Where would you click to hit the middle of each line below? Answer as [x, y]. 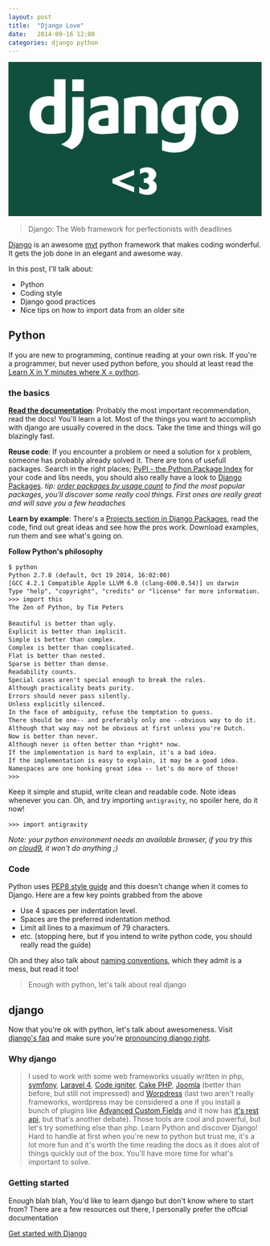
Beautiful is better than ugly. [62, 624]
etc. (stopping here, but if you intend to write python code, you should [136, 937]
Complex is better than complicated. [72, 648]
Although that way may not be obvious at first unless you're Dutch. [127, 729]
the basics [29, 392]
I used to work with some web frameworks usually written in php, [136, 1077]
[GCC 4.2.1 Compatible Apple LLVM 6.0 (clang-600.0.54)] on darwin [124, 584]
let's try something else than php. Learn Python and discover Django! [143, 1128]
